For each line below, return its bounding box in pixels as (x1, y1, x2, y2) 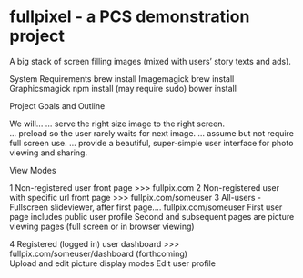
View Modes (9, 164, 56, 175)
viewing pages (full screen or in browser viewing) (9, 221, 195, 232)
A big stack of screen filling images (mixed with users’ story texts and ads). (9, 55, 291, 66)
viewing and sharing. (9, 147, 88, 158)
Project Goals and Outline (9, 100, 106, 111)
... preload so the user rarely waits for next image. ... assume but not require (9, 127, 294, 138)
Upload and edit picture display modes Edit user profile (9, 257, 217, 269)
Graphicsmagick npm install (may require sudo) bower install (9, 83, 237, 94)
